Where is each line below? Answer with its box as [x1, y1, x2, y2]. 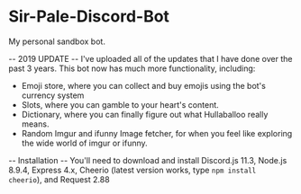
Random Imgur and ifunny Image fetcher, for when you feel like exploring [21, 128, 293, 138]
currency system [21, 90, 85, 101]
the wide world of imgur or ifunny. [21, 137, 148, 148]
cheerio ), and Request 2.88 [8, 173, 110, 185]
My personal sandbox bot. [8, 36, 105, 47]
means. [21, 119, 50, 129]
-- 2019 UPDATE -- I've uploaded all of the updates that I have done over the [8, 53, 293, 64]
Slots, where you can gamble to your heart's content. [21, 99, 220, 110]
